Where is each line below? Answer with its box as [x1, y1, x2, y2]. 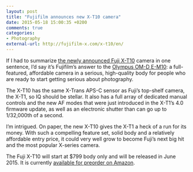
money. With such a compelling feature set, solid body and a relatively [6, 129, 175, 136]
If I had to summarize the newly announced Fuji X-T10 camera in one [6, 57, 171, 64]
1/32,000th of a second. [6, 111, 64, 118]
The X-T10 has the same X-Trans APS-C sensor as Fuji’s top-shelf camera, [6, 87, 185, 94]
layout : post [6, 8, 38, 15]
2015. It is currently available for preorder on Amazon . [6, 159, 135, 166]
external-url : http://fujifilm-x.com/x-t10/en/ [6, 41, 124, 47]
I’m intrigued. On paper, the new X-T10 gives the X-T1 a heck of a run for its [6, 123, 187, 130]
